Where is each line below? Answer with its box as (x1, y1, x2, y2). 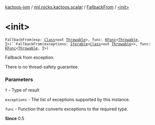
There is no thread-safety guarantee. (5, 63, 79, 70)
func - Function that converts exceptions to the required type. (5, 106, 128, 112)
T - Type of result (5, 87, 40, 93)
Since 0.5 (5, 116, 24, 122)
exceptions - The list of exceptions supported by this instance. (5, 97, 130, 103)
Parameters (5, 76, 33, 83)
